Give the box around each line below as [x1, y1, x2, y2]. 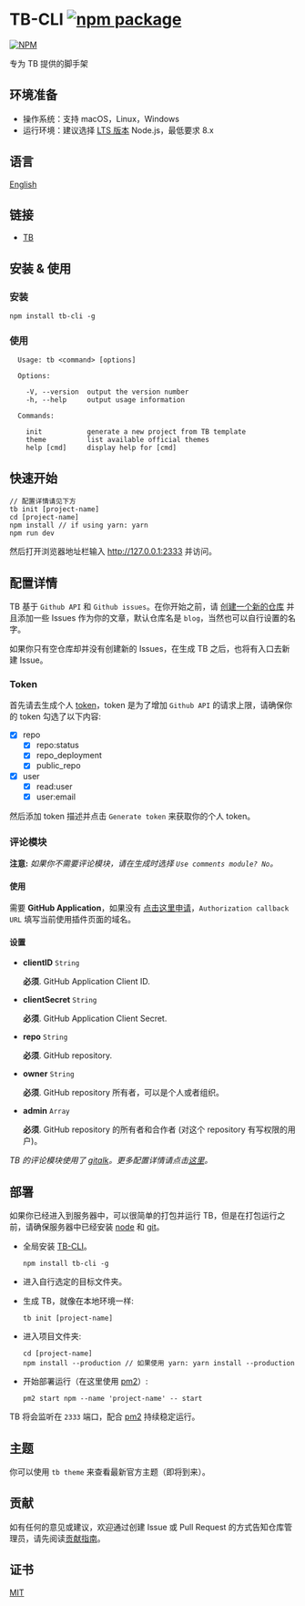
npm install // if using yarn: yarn [9, 520, 148, 530]
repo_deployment [36, 750, 103, 761]
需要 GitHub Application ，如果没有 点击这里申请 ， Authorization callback [9, 902, 290, 913]
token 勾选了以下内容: [19, 711, 102, 722]
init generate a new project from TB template [25, 427, 247, 437]
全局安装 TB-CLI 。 [22, 1241, 93, 1252]
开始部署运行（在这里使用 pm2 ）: [22, 1376, 148, 1387]
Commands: [17, 411, 55, 421]
